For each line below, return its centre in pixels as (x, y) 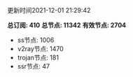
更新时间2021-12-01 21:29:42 (49, 10)
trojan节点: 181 (38, 57)
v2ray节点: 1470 (41, 49)
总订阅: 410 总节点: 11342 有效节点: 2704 (67, 25)
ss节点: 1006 (36, 40)
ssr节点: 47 (34, 66)
